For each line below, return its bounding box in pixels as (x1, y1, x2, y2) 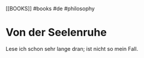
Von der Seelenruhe (5, 26, 107, 39)
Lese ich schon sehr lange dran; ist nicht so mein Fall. (5, 45, 139, 52)
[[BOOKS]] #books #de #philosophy (5, 5, 95, 12)
